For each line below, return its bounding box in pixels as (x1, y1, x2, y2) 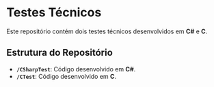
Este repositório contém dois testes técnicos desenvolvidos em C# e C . (6, 27, 208, 35)
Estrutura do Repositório (6, 47, 113, 58)
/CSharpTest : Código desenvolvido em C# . (16, 65, 136, 73)
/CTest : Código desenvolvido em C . (16, 72, 117, 80)
